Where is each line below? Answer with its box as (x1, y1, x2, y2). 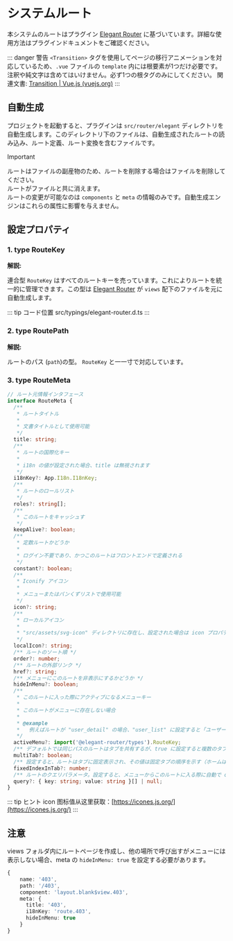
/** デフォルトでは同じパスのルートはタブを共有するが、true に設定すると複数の (13, 745, 217, 752)
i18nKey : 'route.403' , (25, 908, 92, 915)
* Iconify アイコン (16, 578, 69, 585)
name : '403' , (19, 876, 58, 883)
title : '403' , (25, 901, 67, 908)
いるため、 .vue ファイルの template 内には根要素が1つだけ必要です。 (25, 62, 222, 70)
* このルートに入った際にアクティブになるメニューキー (16, 694, 151, 701)
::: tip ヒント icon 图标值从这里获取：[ (7, 797, 114, 806)
